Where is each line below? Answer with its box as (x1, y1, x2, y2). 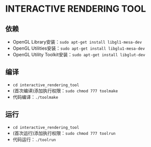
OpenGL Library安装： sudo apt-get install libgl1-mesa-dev (12, 39, 142, 45)
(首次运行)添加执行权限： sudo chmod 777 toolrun (12, 130, 116, 136)
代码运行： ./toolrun (12, 136, 56, 142)
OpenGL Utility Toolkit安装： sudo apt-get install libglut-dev (12, 52, 145, 57)
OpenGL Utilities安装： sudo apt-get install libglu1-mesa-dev (12, 45, 145, 51)
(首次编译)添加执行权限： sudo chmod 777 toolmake (12, 87, 118, 94)
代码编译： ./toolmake (12, 94, 59, 100)
